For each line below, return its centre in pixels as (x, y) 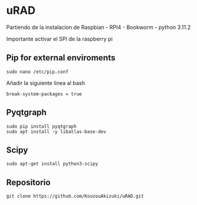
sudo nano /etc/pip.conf (37, 72)
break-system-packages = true (44, 94)
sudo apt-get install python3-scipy (52, 164)
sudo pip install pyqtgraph (42, 126)
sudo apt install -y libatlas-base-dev (56, 131)
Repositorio (29, 182)
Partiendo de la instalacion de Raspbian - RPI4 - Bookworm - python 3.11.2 (98, 27)
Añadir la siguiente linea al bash (46, 83)
